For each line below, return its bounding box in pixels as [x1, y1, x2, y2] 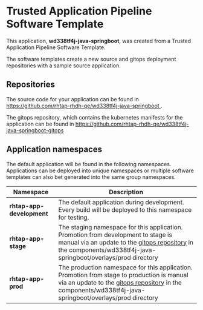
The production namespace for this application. [58, 263, 193, 271]
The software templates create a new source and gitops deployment [6, 55, 176, 62]
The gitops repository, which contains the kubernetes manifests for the [6, 113, 183, 121]
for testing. [58, 213, 89, 221]
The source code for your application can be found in [6, 95, 139, 103]
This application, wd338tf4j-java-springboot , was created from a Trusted [6, 37, 192, 44]
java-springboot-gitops [6, 126, 64, 134]
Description [108, 187, 144, 196]
